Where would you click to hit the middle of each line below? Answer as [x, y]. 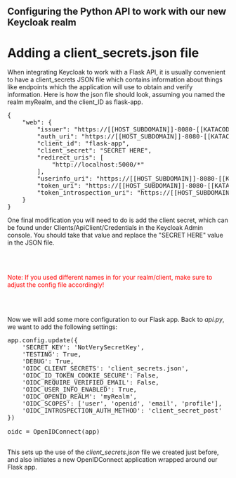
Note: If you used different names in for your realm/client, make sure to [110, 278]
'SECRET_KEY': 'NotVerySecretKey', [83, 348]
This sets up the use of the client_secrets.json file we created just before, [113, 452]
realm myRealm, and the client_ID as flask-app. [75, 102]
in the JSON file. [31, 243]
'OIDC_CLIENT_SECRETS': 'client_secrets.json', [106, 369]
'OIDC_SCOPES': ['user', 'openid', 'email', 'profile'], [122, 404]
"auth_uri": [58, 137]
